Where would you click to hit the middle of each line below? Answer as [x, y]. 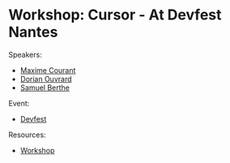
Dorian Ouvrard [46, 79]
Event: [19, 103]
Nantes [33, 32]
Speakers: [25, 54]
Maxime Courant [48, 70]
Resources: [27, 135]
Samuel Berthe [45, 88]
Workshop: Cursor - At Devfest [115, 15]
